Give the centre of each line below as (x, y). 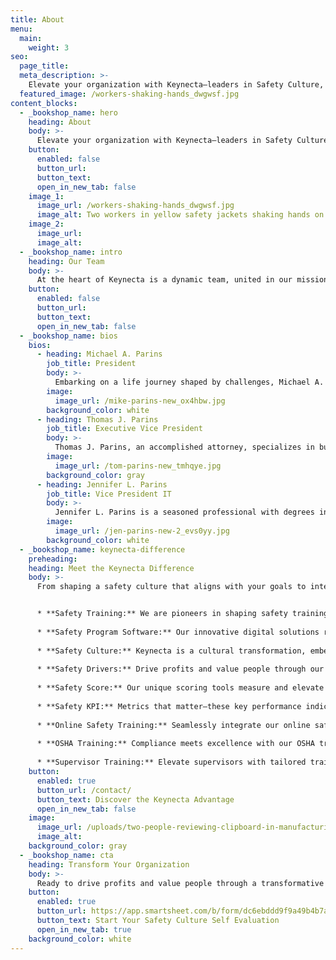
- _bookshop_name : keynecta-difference (102, 549)
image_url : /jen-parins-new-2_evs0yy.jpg (142, 531)
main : (31, 38)
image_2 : (46, 224)
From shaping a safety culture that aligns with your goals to (171, 587)
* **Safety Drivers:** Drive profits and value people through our (180, 669)
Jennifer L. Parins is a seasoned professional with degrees (184, 512)
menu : (21, 29)
